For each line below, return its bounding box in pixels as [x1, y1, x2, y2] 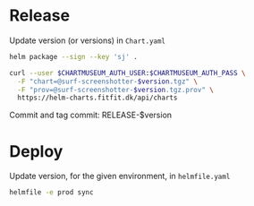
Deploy [9, 141, 63, 161]
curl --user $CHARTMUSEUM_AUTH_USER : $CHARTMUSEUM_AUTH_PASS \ [9, 68, 246, 77]
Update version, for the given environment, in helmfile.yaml [9, 171, 231, 182]
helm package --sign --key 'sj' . [9, 52, 139, 61]
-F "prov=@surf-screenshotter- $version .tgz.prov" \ [17, 85, 215, 94]
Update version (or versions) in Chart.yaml [9, 35, 166, 46]
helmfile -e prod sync [9, 188, 94, 197]
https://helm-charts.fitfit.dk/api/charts [17, 93, 178, 103]
